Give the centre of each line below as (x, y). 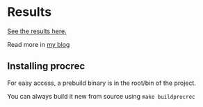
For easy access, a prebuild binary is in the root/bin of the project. (102, 83)
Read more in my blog (39, 44)
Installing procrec (46, 66)
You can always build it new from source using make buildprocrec (101, 96)
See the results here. (37, 31)
